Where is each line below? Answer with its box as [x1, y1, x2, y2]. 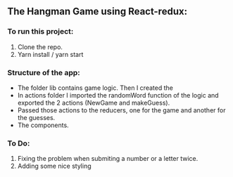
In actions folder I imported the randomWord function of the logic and [17, 91, 220, 99]
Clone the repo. [17, 42, 63, 51]
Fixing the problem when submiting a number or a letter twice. [17, 155, 199, 163]
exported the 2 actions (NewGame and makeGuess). [17, 98, 170, 107]
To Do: [7, 138, 30, 148]
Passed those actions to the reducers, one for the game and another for [17, 105, 226, 114]
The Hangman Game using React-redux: [7, 6, 188, 18]
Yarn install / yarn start [17, 50, 84, 58]
